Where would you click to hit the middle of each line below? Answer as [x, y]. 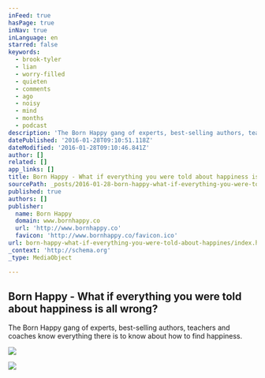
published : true [35, 191]
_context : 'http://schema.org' [60, 250]
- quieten [31, 81]
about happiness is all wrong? [83, 309]
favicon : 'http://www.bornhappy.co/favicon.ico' [97, 236]
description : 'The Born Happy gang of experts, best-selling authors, [127, 133]
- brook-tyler [38, 60]
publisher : [26, 206]
